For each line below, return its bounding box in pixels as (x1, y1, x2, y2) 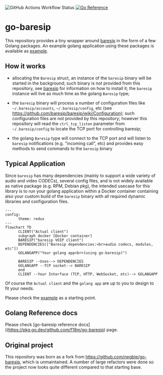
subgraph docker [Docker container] (18, 233, 92, 238)
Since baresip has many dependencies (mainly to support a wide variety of (5, 173, 156, 179)
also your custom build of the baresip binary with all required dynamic (5, 193, 145, 199)
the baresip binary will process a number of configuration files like (12, 100, 145, 106)
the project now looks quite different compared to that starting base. (5, 364, 142, 370)
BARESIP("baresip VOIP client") (18, 237, 84, 243)
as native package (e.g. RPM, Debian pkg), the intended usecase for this (5, 183, 150, 189)
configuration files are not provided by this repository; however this (12, 115, 147, 121)
